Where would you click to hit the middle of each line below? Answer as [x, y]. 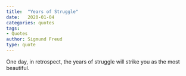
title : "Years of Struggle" [42, 12]
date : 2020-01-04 [30, 17]
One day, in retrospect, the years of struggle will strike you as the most [93, 61]
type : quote [21, 45]
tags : [13, 28]
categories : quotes [30, 23]
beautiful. [18, 68]
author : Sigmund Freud [34, 39]
